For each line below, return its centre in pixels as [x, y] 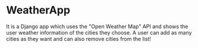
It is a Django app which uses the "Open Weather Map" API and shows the [97, 26]
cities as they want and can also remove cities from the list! [79, 39]
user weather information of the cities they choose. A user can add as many [99, 32]
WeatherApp [38, 10]
